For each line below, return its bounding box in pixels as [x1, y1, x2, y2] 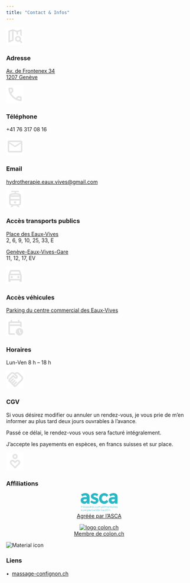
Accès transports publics [6, 217, 80, 225]
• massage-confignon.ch [6, 570, 69, 577]
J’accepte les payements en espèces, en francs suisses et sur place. [6, 440, 173, 447]
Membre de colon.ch [73, 530, 125, 537]
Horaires [6, 346, 31, 354]
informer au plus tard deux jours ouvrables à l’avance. [6, 417, 137, 424]
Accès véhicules [6, 293, 55, 301]
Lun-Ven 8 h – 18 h [6, 359, 51, 366]
